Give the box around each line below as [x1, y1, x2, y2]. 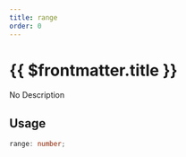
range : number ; [9, 140, 66, 149]
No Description [9, 90, 65, 100]
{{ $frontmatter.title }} [9, 60, 178, 81]
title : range [9, 13, 58, 22]
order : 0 [9, 22, 42, 31]
